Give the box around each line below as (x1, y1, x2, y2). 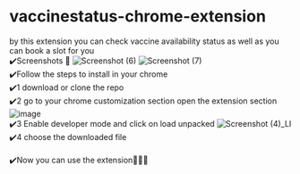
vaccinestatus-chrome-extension (9, 6, 267, 27)
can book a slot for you (9, 45, 95, 55)
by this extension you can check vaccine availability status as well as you (9, 36, 279, 46)
